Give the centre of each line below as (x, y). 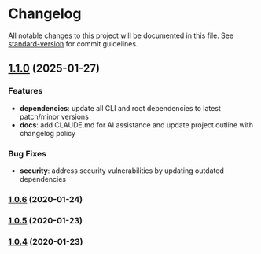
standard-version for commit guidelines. (73, 43)
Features (26, 91)
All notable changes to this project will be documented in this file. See (121, 35)
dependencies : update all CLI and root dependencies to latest (120, 108)
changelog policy (48, 133)
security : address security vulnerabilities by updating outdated (121, 171)
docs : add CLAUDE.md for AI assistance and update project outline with (136, 125)
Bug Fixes (28, 153)
